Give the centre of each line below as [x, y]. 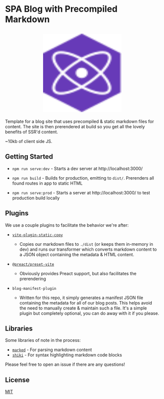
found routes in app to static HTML [47, 183]
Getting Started [29, 157]
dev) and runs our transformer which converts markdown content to [88, 249]
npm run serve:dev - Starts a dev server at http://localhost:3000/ [77, 168]
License [17, 380]
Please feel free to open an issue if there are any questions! [65, 364]
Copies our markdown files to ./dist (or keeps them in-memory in [86, 244]
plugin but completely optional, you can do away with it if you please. [89, 313]
